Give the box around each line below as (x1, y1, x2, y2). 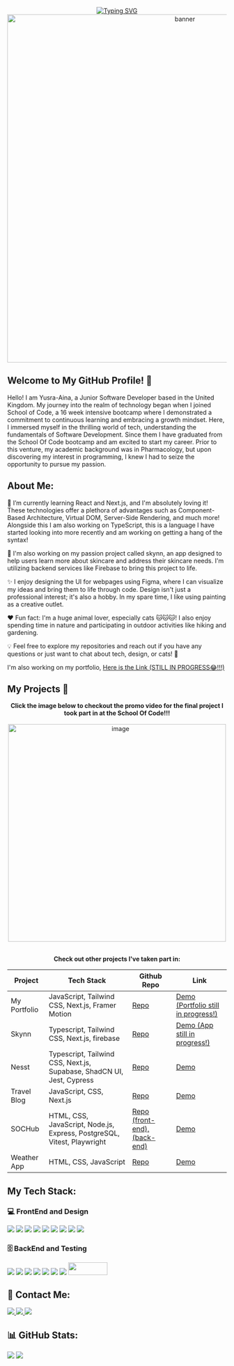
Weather (10, 1153, 39, 1163)
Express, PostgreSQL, (48, 1129, 120, 1138)
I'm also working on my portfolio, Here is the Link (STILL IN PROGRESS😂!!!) (7, 663, 225, 671)
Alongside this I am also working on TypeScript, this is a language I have (7, 521, 214, 529)
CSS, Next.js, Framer (48, 1000, 116, 1010)
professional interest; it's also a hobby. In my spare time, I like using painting (7, 592, 226, 601)
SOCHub (10, 1124, 40, 1134)
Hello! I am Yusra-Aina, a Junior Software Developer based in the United (7, 393, 214, 402)
